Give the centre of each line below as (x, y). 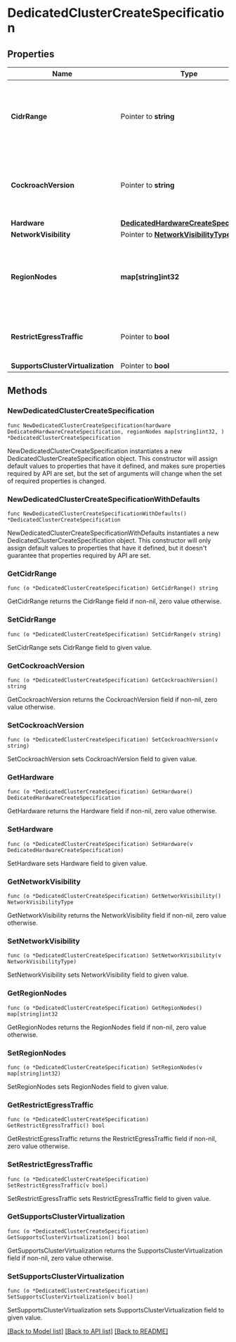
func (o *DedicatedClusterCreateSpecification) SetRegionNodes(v (105, 1067)
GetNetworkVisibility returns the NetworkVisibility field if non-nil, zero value (117, 916)
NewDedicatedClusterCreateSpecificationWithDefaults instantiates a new (113, 533)
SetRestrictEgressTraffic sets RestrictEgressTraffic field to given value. (109, 1198)
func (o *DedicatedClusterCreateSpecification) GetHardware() (100, 792)
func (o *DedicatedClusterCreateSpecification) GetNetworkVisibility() (114, 897)
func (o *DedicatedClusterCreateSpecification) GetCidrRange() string (113, 589)
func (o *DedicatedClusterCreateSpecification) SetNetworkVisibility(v (114, 956)
